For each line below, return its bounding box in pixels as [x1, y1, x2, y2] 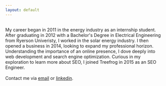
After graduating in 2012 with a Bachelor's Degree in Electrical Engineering [5, 32, 161, 38]
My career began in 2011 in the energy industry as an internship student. [5, 26, 156, 33]
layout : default [5, 7, 39, 13]
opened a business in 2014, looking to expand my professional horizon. [5, 42, 154, 49]
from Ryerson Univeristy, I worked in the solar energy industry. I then [5, 37, 149, 44]
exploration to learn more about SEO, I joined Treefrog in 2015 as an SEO [5, 59, 157, 65]
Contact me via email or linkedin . [5, 75, 73, 81]
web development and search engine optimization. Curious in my [5, 54, 141, 60]
